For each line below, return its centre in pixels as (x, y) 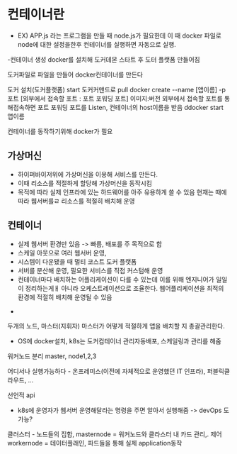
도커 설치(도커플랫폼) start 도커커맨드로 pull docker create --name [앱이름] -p (117, 89)
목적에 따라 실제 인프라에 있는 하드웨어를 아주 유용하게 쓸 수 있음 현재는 (116, 192)
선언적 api (21, 395)
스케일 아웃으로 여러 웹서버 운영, (62, 253)
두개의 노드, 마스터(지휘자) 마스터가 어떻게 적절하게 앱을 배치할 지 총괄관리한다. (116, 326)
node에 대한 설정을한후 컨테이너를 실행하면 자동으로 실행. (97, 44)
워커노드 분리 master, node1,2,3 (52, 356)
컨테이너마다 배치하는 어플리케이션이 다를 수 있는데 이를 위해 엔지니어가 (116, 279)
